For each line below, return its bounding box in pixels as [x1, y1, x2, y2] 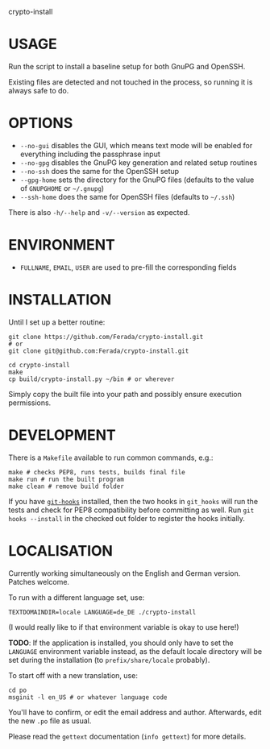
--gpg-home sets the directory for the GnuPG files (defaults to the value [19, 175, 255, 184]
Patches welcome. [8, 577, 70, 586]
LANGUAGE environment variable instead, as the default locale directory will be [8, 646, 263, 656]
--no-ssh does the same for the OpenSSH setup [19, 166, 180, 176]
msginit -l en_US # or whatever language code [8, 693, 168, 701]
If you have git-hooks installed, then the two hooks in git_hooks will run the [8, 496, 259, 506]
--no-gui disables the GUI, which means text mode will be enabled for [19, 140, 253, 150]
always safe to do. [8, 85, 69, 95]
